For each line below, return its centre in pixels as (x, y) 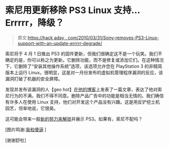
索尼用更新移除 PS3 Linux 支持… (73, 10)
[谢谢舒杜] (16, 140)
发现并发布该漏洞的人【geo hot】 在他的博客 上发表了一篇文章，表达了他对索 (84, 89)
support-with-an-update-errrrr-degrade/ (60, 43)
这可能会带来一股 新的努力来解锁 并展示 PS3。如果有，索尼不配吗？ (74, 119)
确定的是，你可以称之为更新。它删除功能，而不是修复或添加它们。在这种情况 (84, 60)
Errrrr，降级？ (35, 23)
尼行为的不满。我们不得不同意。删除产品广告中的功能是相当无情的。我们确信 (84, 95)
